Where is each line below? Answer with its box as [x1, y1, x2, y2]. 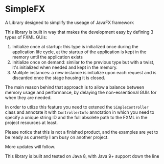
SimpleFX [5, 3, 46, 15]
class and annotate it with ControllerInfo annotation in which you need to [5, 109, 155, 115]
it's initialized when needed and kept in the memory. [12, 64, 117, 70]
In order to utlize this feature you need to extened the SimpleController [5, 104, 149, 110]
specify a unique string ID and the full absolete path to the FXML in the [5, 114, 148, 120]
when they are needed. [5, 94, 52, 101]
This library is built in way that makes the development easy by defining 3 [5, 29, 154, 35]
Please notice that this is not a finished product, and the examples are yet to [5, 129, 158, 135]
